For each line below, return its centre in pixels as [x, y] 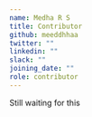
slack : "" [28, 60]
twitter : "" [32, 43]
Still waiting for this [45, 102]
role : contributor [44, 77]
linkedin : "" [34, 52]
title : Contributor [46, 26]
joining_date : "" [42, 69]
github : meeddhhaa [44, 34]
